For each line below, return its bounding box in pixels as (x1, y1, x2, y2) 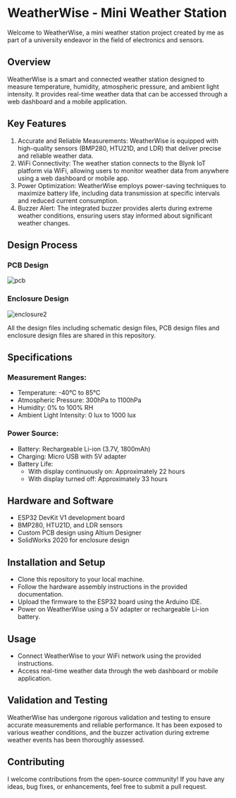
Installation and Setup (7, 556, 106, 568)
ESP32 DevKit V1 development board (17, 513, 125, 522)
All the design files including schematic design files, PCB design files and (7, 323, 220, 332)
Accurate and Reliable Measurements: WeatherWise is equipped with (17, 136, 218, 145)
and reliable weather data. (17, 151, 94, 160)
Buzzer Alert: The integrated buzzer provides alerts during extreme (17, 204, 213, 212)
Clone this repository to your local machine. (17, 575, 144, 584)
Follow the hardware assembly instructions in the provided (17, 582, 188, 591)
